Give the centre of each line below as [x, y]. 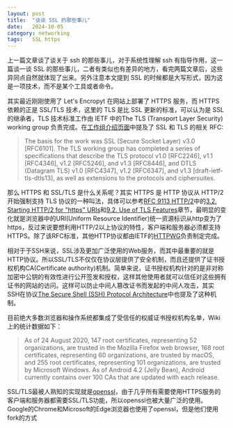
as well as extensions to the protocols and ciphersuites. [136, 178]
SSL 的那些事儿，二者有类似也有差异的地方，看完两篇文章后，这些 [128, 69]
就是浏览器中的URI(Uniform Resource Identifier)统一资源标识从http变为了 [118, 219]
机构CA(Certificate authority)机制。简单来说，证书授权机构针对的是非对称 [118, 268]
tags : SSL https [34, 40]
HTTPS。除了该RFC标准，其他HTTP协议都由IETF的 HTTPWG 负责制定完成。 [115, 236]
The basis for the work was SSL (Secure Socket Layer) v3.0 [110, 141]
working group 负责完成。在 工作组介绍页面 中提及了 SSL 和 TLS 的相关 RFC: [115, 127]
